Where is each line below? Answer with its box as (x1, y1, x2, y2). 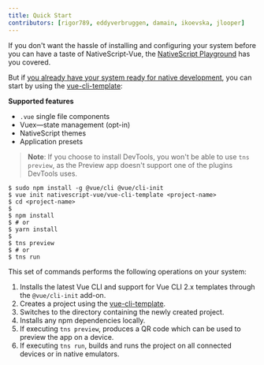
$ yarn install (8, 225, 58, 233)
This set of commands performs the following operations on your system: (8, 266, 247, 276)
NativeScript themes (19, 128, 87, 138)
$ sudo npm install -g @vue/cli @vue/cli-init (8, 184, 164, 192)
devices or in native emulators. (19, 348, 120, 359)
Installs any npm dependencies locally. (19, 315, 146, 325)
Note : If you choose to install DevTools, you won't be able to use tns (27, 151, 250, 162)
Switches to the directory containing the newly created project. (19, 307, 225, 316)
